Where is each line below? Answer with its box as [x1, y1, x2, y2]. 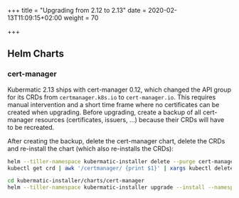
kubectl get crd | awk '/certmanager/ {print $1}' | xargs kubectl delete [7, 165, 234, 172]
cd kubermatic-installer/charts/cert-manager [7, 177, 144, 185]
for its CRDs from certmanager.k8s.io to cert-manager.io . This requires [7, 92, 216, 101]
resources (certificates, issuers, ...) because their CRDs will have [35, 115, 225, 123]
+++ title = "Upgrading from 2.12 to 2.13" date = [7, 6, 147, 14]
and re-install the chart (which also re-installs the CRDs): [7, 144, 174, 153]
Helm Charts [7, 48, 65, 60]
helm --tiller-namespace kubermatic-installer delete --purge [7, 158, 196, 165]
